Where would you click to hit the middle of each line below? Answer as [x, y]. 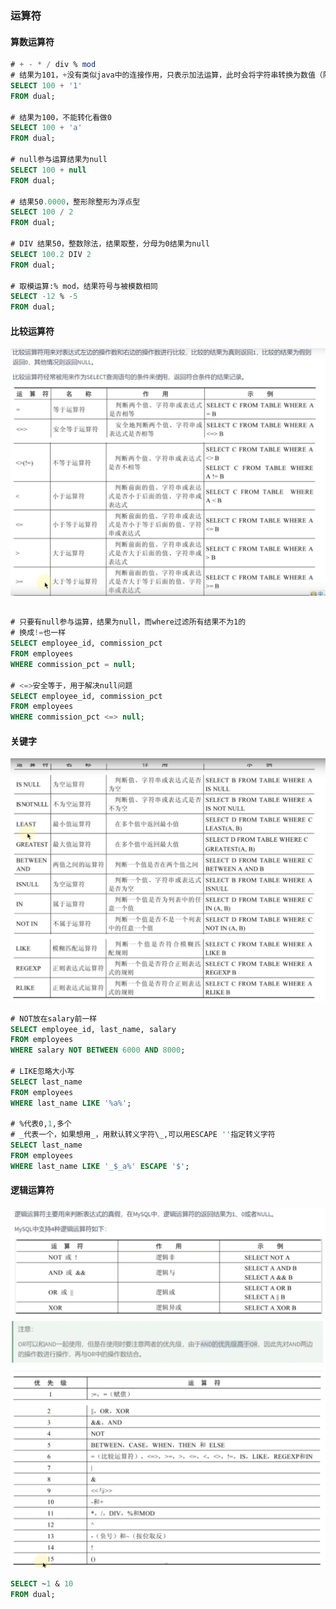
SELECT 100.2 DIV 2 [51, 254]
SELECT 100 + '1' [46, 85]
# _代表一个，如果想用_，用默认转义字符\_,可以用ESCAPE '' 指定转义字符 [143, 1135]
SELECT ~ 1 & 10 [42, 1584]
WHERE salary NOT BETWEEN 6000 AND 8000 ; [98, 1050]
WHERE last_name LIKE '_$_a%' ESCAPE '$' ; [100, 1166]
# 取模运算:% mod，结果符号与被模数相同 [84, 286]
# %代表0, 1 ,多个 [41, 1124]
